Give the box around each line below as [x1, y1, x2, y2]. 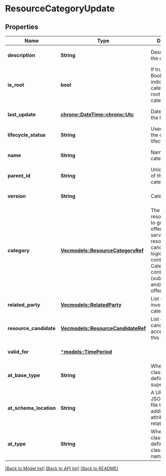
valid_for [7, 348, 29, 355]
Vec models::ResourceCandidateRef [60, 325, 146, 332]
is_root [7, 82, 25, 88]
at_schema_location [7, 405, 56, 411]
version [7, 193, 26, 199]
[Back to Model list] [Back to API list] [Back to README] [5, 466, 119, 471]
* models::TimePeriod [60, 348, 112, 355]
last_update [7, 111, 36, 118]
